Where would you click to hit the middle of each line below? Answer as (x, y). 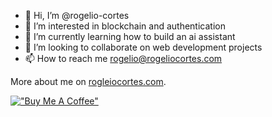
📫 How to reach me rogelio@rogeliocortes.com (123, 58)
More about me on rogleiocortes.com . (88, 81)
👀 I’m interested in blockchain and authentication (125, 26)
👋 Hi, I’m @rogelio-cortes (77, 15)
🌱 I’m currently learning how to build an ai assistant (130, 36)
